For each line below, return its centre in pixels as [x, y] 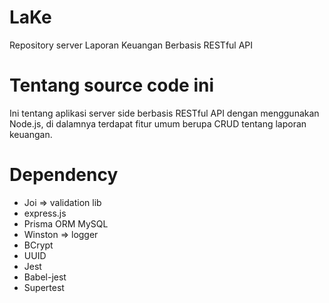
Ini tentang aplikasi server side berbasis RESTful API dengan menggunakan [164, 113]
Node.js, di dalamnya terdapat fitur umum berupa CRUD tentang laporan [158, 123]
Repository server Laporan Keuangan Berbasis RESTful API [131, 45]
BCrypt [38, 245]
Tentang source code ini [112, 85]
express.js [45, 213]
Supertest [44, 287]
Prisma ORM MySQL [66, 223]
